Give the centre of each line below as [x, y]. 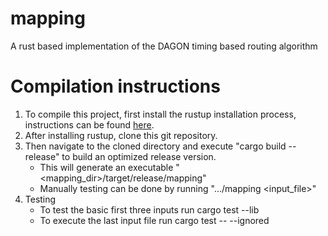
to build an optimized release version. [139, 156]
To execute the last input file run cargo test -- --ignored [154, 220]
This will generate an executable [106, 167]
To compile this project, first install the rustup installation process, [160, 114]
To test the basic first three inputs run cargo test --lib [149, 209]
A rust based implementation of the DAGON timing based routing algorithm [164, 46]
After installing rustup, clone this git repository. [121, 135]
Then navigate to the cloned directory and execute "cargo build [155, 146]
